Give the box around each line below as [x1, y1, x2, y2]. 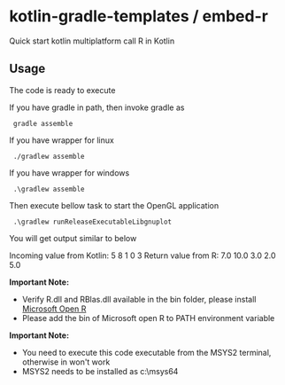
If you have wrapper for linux [9, 135, 115, 145]
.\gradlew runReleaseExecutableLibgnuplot [12, 217, 173, 226]
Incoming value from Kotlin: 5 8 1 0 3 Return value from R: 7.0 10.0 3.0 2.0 [9, 250, 276, 261]
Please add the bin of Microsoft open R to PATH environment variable [21, 312, 275, 323]
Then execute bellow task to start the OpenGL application [9, 200, 220, 210]
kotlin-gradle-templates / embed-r [9, 6, 268, 27]
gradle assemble [12, 119, 73, 128]
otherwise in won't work [21, 357, 111, 367]
